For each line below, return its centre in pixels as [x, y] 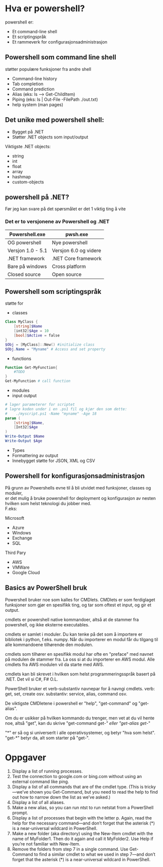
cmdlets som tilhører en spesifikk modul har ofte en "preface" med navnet [79, 654]
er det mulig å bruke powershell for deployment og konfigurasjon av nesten [81, 498]
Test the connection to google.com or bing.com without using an [77, 776]
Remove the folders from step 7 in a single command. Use [70, 849]
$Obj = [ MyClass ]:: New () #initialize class [50, 345]
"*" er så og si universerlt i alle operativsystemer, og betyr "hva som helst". [80, 733]
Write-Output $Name [25, 436]
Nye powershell [70, 243]
